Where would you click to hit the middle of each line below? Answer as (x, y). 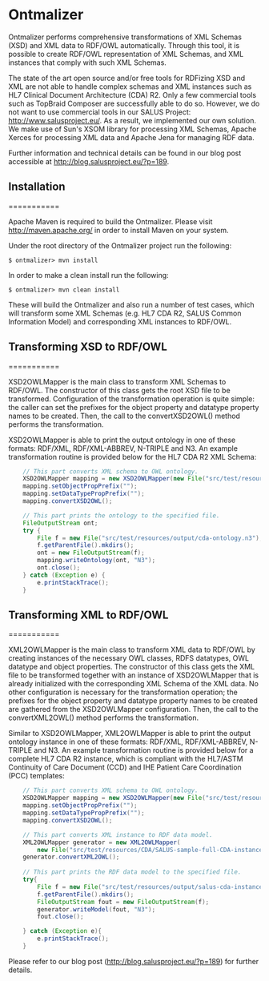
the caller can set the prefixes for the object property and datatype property (134, 407)
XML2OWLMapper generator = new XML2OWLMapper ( (102, 842)
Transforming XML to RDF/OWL (88, 615)
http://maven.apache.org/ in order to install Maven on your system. (118, 230)
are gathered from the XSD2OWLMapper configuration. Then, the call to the (133, 710)
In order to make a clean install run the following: (89, 275)
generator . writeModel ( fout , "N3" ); (96, 909)
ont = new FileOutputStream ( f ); (91, 553)
